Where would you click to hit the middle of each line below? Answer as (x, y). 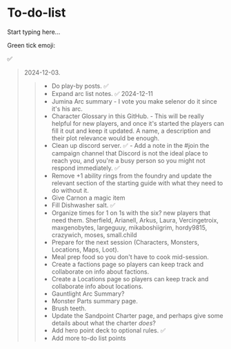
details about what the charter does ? (104, 323)
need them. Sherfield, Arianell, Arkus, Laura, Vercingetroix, (135, 220)
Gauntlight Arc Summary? (88, 293)
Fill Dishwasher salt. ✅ (83, 205)
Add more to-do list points (89, 338)
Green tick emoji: (31, 45)
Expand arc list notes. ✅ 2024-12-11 (102, 93)
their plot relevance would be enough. (106, 138)
